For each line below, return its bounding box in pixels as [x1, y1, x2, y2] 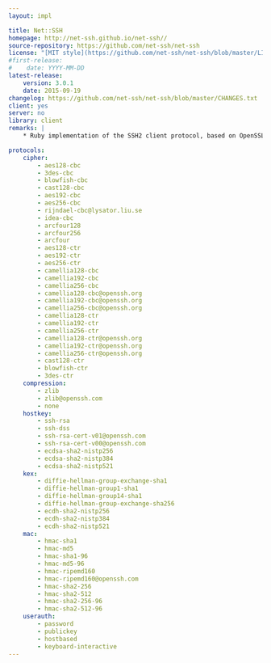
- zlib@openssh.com [37, 394, 103, 403]
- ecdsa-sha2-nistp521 [37, 462, 114, 470]
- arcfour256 [37, 229, 81, 237]
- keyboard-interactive [37, 642, 117, 651]
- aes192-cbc [37, 192, 81, 200]
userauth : [23, 612, 56, 621]
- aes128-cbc [37, 161, 81, 170]
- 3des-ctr [37, 372, 74, 380]
